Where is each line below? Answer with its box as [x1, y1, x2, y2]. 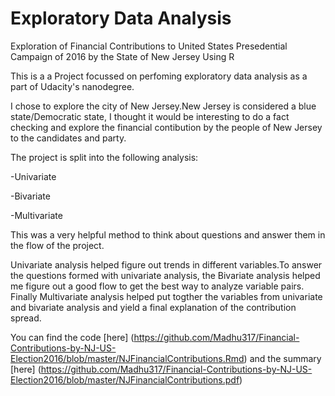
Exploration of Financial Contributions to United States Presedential [10, 40, 288, 52]
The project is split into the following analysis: [10, 151, 199, 163]
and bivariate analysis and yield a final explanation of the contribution [10, 301, 297, 313]
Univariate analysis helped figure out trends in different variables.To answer [10, 258, 323, 271]
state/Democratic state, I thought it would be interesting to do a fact [10, 110, 290, 122]
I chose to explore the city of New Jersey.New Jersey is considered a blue [10, 100, 317, 112]
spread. [10, 312, 42, 324]
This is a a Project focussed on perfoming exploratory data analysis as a [10, 70, 308, 82]
